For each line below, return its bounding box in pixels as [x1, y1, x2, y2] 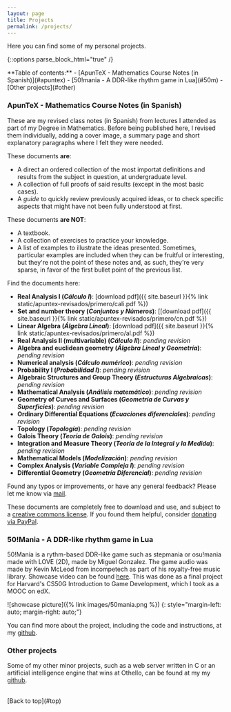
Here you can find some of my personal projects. [7, 42, 146, 50]
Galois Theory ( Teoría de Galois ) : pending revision [17, 431, 163, 440]
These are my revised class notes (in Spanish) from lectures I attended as [7, 116, 217, 124]
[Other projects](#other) [7, 84, 76, 92]
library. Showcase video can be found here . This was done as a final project [7, 572, 223, 581]
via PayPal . [7, 517, 39, 525]
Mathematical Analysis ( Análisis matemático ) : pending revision [17, 388, 202, 396]
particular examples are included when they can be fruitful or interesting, [17, 250, 225, 259]
